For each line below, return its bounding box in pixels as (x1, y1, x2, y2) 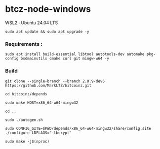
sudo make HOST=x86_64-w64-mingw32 (5, 100, 79, 105)
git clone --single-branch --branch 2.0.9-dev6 (5, 79, 105, 84)
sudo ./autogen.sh (5, 117, 43, 122)
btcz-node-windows (5, 3, 91, 15)
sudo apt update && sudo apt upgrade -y (5, 29, 90, 34)
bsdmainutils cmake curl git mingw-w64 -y (20, 56, 110, 61)
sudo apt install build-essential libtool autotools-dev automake (5, 52, 145, 57)
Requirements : (5, 40, 43, 47)
